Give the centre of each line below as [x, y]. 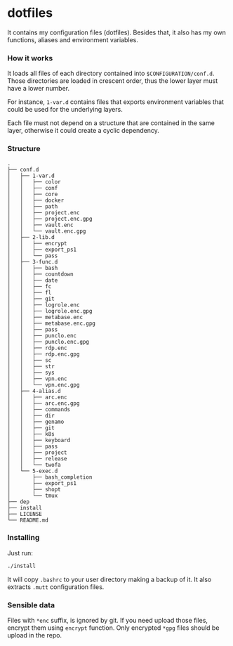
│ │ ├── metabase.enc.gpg [52, 323]
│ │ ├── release [38, 458]
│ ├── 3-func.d [33, 261]
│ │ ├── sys [31, 373]
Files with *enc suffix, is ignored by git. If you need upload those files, [108, 620]
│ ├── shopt [34, 489]
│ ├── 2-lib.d [31, 237]
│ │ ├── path [33, 206]
